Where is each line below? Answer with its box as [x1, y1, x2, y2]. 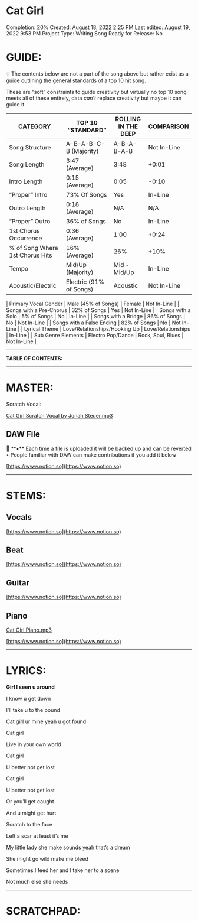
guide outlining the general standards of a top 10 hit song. [6, 77, 146, 84]
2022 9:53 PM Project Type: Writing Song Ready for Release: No [6, 30, 163, 37]
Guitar [6, 578, 30, 588]
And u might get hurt [6, 809, 57, 816]
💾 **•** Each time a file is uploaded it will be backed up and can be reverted [6, 445, 192, 452]
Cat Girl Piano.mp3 [6, 626, 52, 633]
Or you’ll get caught [6, 798, 54, 805]
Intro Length [9, 177, 43, 185]
